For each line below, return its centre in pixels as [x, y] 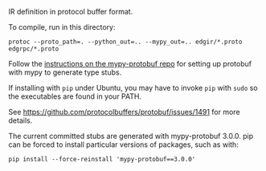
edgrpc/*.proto [34, 49]
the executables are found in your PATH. [75, 96]
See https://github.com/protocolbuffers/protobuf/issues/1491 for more [124, 112]
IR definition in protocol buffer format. [71, 12]
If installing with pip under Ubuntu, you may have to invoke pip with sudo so [133, 88]
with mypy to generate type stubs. [65, 72]
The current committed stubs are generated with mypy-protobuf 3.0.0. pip [131, 136]
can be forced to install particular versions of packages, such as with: [123, 145]
